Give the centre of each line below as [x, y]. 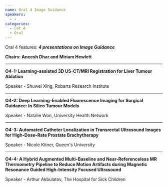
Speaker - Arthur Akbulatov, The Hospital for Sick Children [65, 179]
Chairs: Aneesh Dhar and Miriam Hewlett [48, 57]
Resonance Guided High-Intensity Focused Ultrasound [63, 170]
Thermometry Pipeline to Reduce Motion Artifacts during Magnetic [76, 164]
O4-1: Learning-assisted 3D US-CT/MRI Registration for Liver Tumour [79, 71]
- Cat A [18, 28]
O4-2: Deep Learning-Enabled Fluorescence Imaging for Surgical [74, 100]
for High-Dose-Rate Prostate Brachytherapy [52, 135]
